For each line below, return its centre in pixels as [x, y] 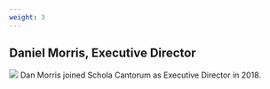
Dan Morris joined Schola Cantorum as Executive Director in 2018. [141, 75]
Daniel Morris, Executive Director [103, 53]
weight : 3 [28, 17]
